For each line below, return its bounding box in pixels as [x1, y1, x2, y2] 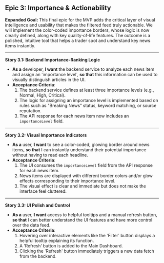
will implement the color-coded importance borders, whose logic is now [5, 27, 150, 33]
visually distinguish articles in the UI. [12, 77, 86, 82]
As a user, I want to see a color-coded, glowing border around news [12, 142, 150, 147]
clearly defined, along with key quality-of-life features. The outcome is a [5, 32, 150, 38]
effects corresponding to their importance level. [19, 178, 116, 183]
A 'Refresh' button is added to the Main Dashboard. [19, 243, 123, 248]
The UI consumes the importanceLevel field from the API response [19, 162, 153, 168]
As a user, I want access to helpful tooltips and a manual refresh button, [12, 212, 158, 218]
